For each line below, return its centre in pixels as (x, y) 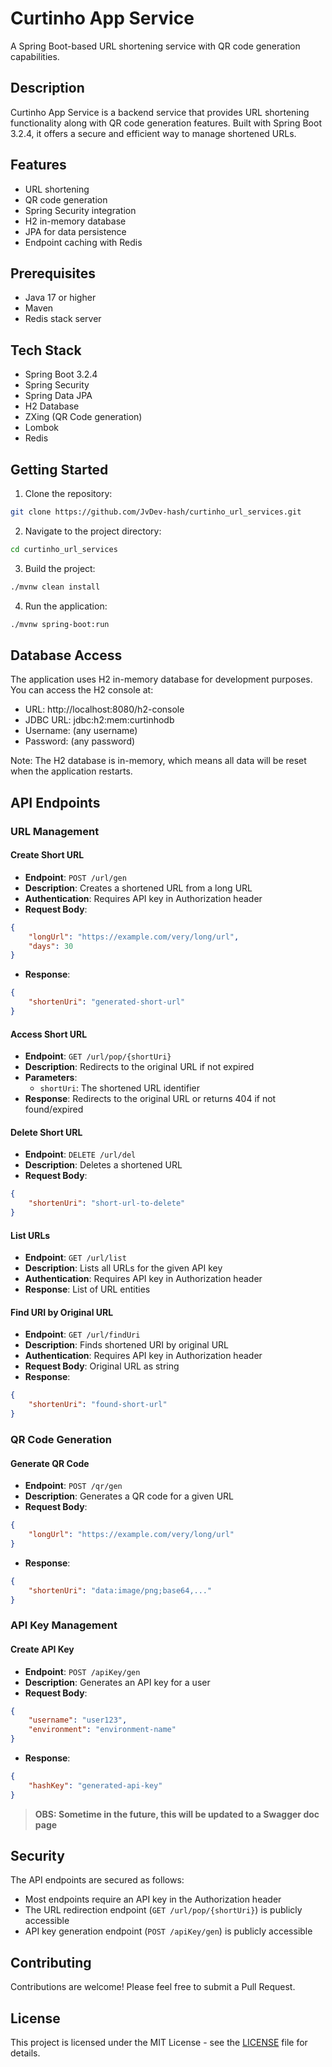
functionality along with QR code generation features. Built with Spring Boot (166, 123)
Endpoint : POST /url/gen (75, 877)
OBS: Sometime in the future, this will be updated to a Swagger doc (177, 1814)
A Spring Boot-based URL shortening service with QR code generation (155, 46)
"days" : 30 (51, 946)
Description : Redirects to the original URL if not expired (139, 1067)
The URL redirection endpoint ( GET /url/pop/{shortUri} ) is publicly (163, 1910)
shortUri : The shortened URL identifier (120, 1088)
